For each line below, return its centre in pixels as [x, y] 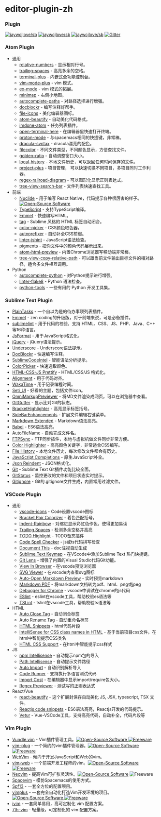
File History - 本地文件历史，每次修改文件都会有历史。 [66, 451]
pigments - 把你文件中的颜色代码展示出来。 [63, 246]
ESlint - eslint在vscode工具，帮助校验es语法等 [66, 596]
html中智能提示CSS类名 [43, 638]
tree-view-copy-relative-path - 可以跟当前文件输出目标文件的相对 [84, 258]
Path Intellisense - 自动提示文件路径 [55, 662]
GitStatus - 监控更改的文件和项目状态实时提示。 [59, 476]
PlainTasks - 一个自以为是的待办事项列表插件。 [59, 311]
